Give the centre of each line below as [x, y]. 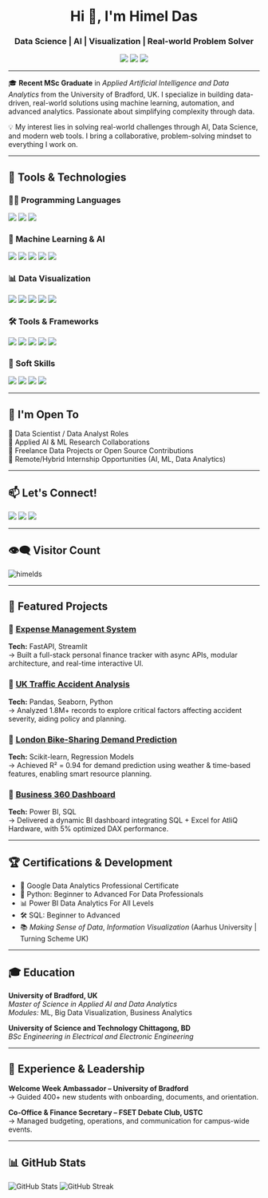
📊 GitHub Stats [47, 1163]
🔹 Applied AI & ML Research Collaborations [79, 442]
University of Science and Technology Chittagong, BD [100, 1028]
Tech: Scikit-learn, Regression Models [71, 757]
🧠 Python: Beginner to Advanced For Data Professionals [111, 894]
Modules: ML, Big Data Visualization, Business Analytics [100, 1013]
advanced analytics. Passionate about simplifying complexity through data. [132, 112]
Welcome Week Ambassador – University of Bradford [99, 1088]
